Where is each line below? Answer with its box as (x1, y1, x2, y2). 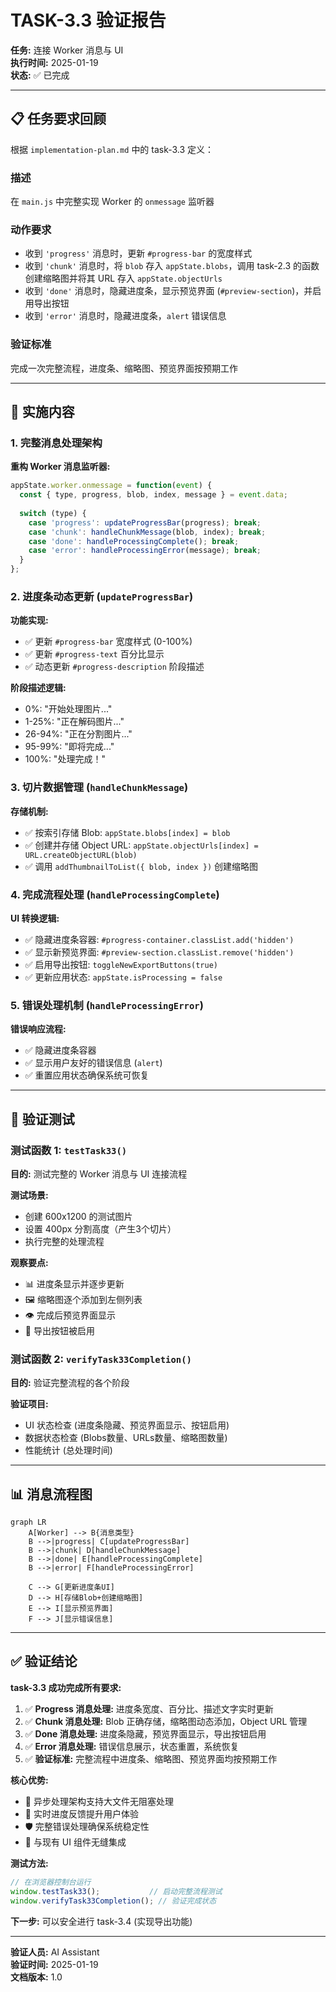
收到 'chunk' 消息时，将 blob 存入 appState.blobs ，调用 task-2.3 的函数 (24, 260, 320, 272)
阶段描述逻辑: (10, 682, 67, 694)
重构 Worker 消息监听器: (10, 461, 111, 473)
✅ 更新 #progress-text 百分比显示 (24, 648, 165, 660)
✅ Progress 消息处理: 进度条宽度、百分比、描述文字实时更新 (24, 1702, 274, 1715)
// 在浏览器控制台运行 (10, 1877, 92, 1887)
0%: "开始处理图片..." (24, 703, 113, 715)
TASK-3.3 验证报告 (10, 9, 167, 32)
